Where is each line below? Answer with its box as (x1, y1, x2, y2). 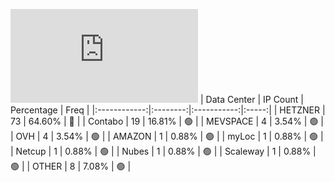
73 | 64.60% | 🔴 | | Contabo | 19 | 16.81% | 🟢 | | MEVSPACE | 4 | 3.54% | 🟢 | (10, 115, 325, 127)
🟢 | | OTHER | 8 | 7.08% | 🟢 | (10, 160, 132, 172)
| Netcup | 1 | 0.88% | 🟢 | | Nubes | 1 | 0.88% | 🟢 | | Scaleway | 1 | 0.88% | (10, 145, 317, 157)
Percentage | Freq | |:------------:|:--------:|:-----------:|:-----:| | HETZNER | (10, 104, 326, 116)
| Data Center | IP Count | (199, 94, 304, 105)
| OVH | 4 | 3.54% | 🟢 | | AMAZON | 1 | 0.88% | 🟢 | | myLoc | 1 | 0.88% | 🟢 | (10, 130, 324, 142)
